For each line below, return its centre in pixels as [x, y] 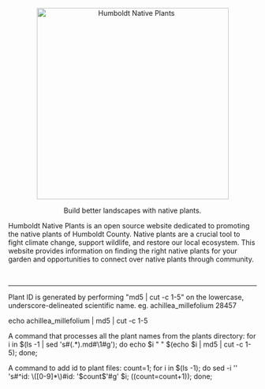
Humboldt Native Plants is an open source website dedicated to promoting [129, 226]
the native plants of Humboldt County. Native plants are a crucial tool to [124, 234]
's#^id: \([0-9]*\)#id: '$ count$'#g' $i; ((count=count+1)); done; [110, 376]
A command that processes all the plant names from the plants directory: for [132, 336]
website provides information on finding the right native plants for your [123, 251]
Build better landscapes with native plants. [132, 210]
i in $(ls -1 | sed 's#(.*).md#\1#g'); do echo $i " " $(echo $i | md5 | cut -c [126, 344]
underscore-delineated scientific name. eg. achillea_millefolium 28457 [122, 306]
